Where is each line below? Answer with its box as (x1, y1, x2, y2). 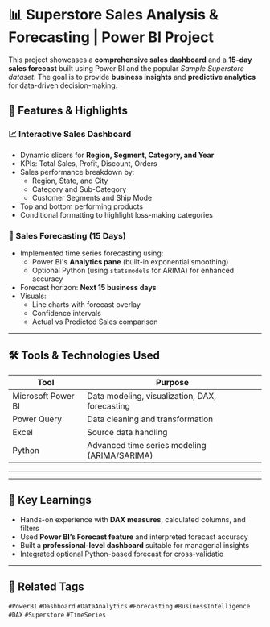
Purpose (155, 376, 189, 388)
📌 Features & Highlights (8, 104, 129, 118)
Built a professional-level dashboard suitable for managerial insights (19, 540, 250, 550)
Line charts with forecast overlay (31, 299, 141, 309)
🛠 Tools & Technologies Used (8, 349, 161, 363)
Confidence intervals (31, 308, 102, 318)
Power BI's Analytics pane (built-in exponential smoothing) (31, 256, 229, 266)
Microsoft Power (12, 390, 75, 401)
